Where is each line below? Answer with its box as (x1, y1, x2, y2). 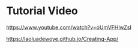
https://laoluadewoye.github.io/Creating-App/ (6, 35, 119, 42)
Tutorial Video (6, 4, 78, 18)
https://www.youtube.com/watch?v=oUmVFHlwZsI (6, 24, 132, 31)
